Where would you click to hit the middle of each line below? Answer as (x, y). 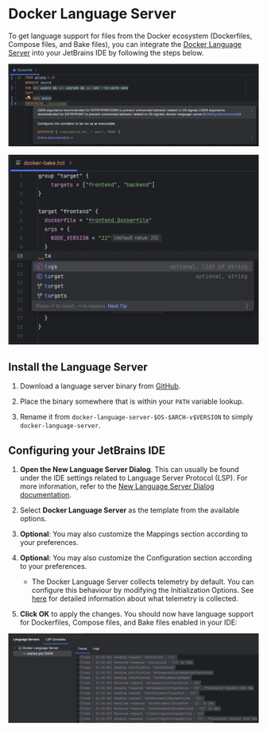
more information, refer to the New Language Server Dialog (117, 486)
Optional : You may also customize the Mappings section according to (134, 534)
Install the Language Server (78, 367)
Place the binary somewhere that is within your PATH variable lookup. (132, 401)
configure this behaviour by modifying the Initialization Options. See (143, 590)
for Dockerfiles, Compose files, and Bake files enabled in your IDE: (128, 623)
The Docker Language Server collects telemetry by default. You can (143, 582)
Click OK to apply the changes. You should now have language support (137, 614)
